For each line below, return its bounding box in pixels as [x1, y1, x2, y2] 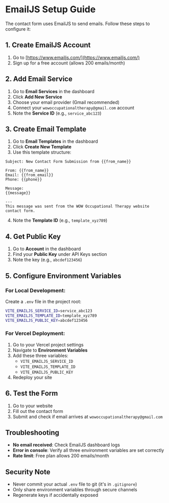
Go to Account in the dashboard [12, 246, 81, 252]
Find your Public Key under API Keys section [12, 251, 107, 257]
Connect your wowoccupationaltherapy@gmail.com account [12, 104, 134, 111]
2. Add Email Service [5, 75, 73, 83]
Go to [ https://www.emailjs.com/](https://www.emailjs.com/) [12, 54, 140, 60]
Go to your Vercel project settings [12, 341, 84, 347]
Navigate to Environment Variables [12, 347, 88, 353]
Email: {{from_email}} [5, 172, 54, 178]
